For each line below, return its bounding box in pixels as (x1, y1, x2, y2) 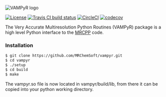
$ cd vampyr (5, 58, 30, 63)
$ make (5, 71, 19, 77)
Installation (5, 41, 34, 48)
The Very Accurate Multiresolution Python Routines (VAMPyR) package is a (5, 24, 161, 30)
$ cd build (5, 67, 28, 72)
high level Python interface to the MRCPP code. (5, 29, 104, 35)
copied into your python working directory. (5, 86, 94, 92)
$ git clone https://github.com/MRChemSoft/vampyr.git (5, 53, 123, 58)
